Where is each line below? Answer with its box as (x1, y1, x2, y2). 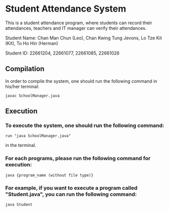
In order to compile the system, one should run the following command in (5, 78, 157, 84)
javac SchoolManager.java (5, 93, 60, 98)
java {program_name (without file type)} (5, 173, 94, 178)
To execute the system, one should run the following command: (5, 122, 164, 129)
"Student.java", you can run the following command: (5, 190, 137, 197)
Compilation (5, 65, 44, 73)
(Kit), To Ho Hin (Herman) (5, 40, 59, 46)
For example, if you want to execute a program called (5, 184, 138, 191)
